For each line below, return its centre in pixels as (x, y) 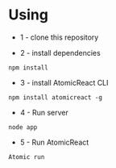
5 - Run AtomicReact (54, 142)
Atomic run (27, 157)
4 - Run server (44, 112)
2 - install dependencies (60, 52)
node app (23, 127)
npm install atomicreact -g (56, 97)
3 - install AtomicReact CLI (64, 82)
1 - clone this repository (59, 37)
